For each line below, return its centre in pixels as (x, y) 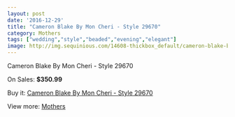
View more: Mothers (36, 106)
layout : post (26, 14)
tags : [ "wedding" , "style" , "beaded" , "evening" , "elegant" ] (92, 40)
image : (17, 46)
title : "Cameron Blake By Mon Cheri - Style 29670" (84, 26)
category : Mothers (34, 33)
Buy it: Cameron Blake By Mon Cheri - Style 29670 (80, 93)
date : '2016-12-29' (36, 20)
